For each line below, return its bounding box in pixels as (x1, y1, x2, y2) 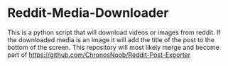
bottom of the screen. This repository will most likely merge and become (7, 43, 220, 51)
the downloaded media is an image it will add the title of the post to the (7, 35, 215, 44)
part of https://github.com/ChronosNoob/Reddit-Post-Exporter (7, 51, 191, 59)
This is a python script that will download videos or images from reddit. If (7, 28, 222, 37)
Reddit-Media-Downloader (7, 5, 169, 21)
